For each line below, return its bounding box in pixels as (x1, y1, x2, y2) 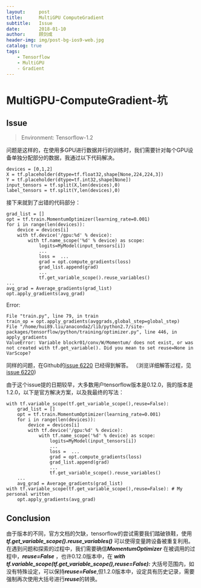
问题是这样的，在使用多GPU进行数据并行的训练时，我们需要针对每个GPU (6, 146, 188, 154)
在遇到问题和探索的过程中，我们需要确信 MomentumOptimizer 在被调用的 (6, 545, 190, 553)
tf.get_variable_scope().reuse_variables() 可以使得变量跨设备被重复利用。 (6, 538, 194, 545)
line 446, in (144, 329, 177, 335)
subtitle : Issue (6, 20, 53, 26)
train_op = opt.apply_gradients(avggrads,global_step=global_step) (6, 318, 180, 325)
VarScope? (6, 350, 31, 357)
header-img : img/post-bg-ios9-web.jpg (6, 37, 104, 43)
